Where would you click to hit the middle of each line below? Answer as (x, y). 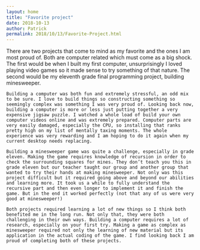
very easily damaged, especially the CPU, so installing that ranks (93, 126)
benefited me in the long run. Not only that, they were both (85, 215)
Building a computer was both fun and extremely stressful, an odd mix (97, 94)
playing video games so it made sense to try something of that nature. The (98, 70)
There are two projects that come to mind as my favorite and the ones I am (98, 51)
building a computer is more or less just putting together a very (92, 110)
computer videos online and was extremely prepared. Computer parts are (99, 121)
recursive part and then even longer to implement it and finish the (95, 189)
